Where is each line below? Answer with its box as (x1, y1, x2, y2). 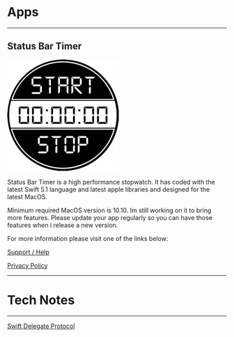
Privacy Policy (7, 261, 48, 269)
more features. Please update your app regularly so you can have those (7, 213, 213, 221)
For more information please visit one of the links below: (7, 234, 169, 242)
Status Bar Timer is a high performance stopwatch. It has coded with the (7, 178, 216, 186)
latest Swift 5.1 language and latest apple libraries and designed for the (7, 185, 210, 194)
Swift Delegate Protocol (7, 322, 75, 330)
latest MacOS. (7, 192, 47, 201)
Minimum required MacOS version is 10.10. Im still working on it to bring (7, 206, 212, 214)
